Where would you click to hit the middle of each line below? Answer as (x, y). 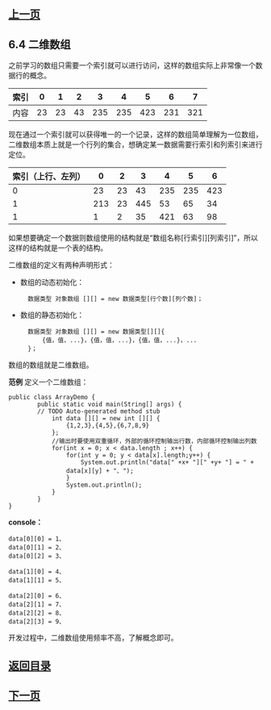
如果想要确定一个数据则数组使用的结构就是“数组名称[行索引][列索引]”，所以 (133, 238)
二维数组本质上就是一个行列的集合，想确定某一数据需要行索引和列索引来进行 (135, 144)
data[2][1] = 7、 (37, 605)
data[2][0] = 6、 (37, 596)
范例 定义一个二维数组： (48, 382)
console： (26, 522)
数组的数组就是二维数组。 (51, 365)
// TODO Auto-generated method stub (99, 411)
